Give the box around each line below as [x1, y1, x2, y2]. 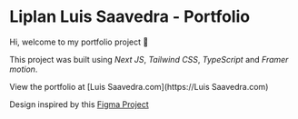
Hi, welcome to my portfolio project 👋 [9, 36, 149, 47]
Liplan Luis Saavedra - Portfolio [9, 6, 251, 27]
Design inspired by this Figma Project [9, 98, 150, 110]
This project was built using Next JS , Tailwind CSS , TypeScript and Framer [9, 54, 289, 64]
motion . [9, 64, 38, 74]
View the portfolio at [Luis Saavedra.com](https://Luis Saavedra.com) [9, 81, 269, 92]
